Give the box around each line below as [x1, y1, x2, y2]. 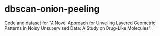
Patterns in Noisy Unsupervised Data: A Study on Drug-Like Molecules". [4, 25, 152, 31]
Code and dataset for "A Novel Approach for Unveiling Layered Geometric [4, 20, 156, 26]
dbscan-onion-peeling [4, 3, 100, 15]
